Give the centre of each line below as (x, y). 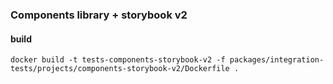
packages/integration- (277, 60)
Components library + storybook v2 (99, 15)
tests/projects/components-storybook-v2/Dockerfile (120, 69)
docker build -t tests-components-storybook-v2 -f (118, 60)
